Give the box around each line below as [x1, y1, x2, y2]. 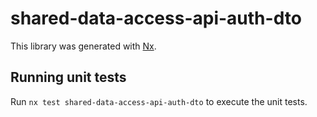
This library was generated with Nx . [10, 40, 157, 52]
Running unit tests [10, 69, 127, 86]
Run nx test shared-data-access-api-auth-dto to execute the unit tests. [10, 95, 308, 107]
